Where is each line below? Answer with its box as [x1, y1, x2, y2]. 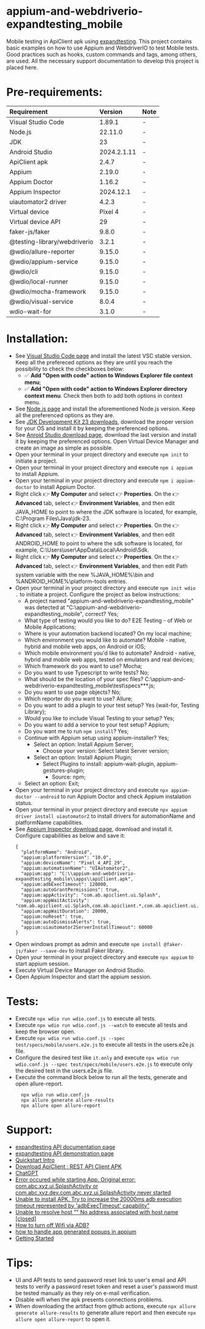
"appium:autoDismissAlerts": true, [21, 919, 112, 925]
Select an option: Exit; [24, 779, 80, 787]
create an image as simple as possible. [15, 444, 113, 452]
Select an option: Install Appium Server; [33, 741, 133, 748]
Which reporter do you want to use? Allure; [24, 695, 133, 702]
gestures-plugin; [42, 766, 84, 774]
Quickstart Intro [15, 1156, 55, 1163]
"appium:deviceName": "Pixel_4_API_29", [21, 860, 125, 866]
